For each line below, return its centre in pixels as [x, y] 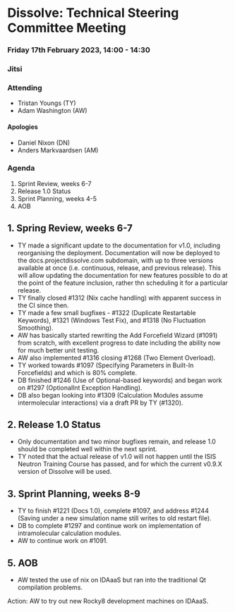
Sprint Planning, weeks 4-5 [57, 198]
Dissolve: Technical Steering [93, 13]
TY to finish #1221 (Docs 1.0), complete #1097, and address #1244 [113, 511]
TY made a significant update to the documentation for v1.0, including [119, 245]
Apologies [23, 127]
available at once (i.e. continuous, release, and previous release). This [119, 268]
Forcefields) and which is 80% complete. [77, 372]
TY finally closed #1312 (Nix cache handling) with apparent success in [119, 298]
